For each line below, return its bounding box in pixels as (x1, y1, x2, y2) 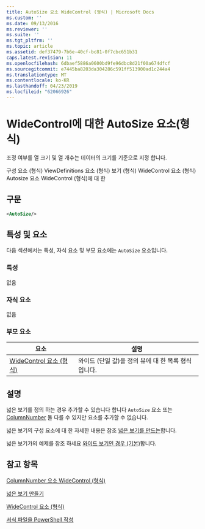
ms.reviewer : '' (6, 26, 48, 32)
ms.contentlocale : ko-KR (6, 77, 70, 83)
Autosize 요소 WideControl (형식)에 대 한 (6, 174, 106, 181)
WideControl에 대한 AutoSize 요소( (6, 117, 180, 131)
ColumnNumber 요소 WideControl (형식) (6, 476, 106, 484)
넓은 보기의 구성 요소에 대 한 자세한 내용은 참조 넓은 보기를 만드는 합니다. (6, 427, 177, 434)
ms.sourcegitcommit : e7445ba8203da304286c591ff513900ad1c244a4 (6, 66, 171, 72)
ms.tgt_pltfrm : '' (6, 37, 53, 44)
